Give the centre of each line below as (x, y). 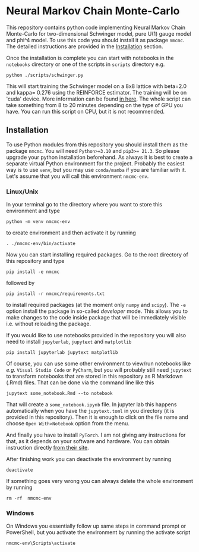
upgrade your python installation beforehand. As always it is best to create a (99, 157)
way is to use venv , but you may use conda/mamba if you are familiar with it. (96, 170)
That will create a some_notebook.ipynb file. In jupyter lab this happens (91, 404)
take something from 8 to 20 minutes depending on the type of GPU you (94, 105)
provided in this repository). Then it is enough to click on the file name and (97, 417)
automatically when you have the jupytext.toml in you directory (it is (90, 411)
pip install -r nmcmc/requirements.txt (56, 294)
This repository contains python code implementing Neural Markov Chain (96, 27)
